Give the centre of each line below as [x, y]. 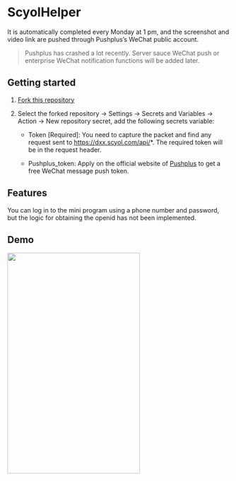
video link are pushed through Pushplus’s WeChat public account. [103, 39]
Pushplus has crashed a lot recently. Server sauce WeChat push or [122, 53]
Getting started [42, 83]
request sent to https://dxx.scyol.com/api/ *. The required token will [125, 142]
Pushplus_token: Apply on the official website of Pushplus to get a [124, 163]
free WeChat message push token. [78, 171]
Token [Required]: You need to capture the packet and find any [120, 134]
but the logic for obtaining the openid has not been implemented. [102, 218]
